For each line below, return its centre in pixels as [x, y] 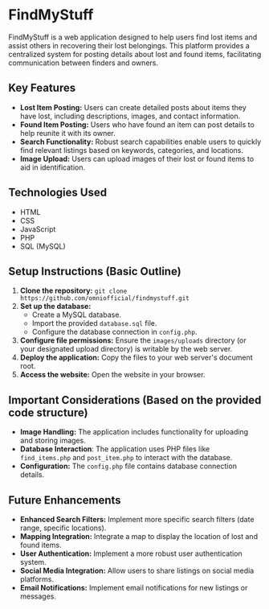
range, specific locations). [63, 528]
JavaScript [38, 229]
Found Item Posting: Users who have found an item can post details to [137, 124]
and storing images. [53, 441]
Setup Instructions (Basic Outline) [95, 271]
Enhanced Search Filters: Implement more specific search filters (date [137, 519]
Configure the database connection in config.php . [114, 332]
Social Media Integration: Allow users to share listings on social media [137, 570]
